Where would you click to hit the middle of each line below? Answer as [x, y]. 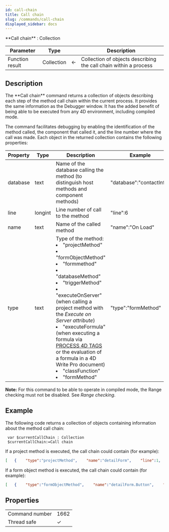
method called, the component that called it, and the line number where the [83, 132]
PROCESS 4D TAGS [79, 346]
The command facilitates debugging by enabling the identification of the [80, 127]
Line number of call [79, 210]
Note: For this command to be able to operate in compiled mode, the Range [83, 390]
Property [19, 155]
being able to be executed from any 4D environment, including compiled [80, 112]
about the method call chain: [35, 428]
